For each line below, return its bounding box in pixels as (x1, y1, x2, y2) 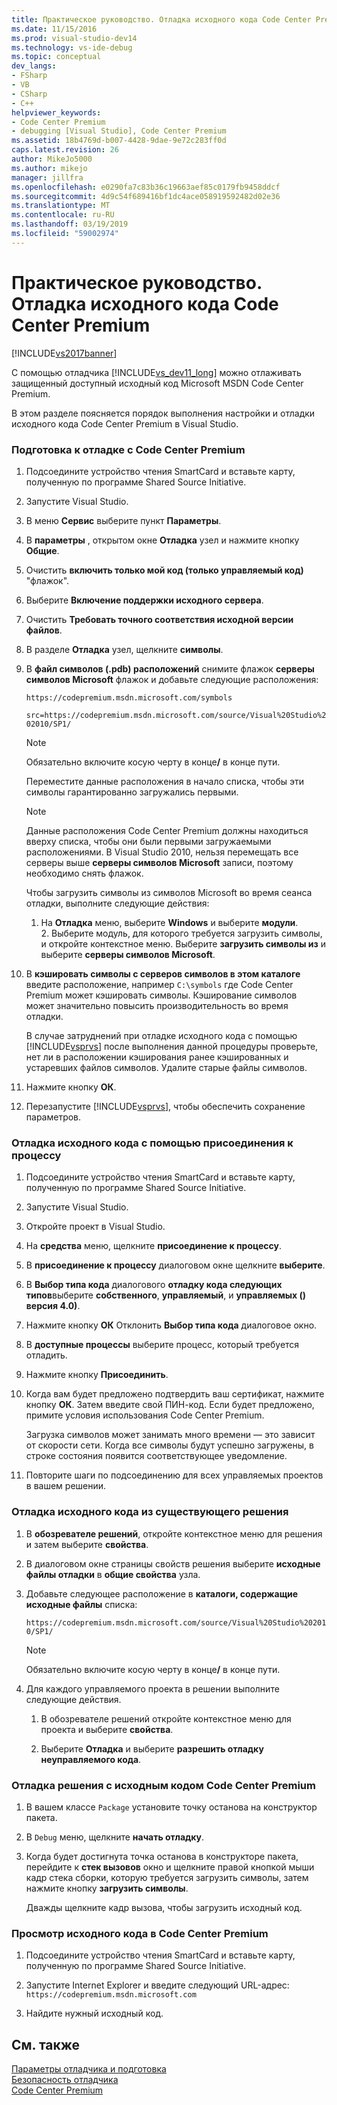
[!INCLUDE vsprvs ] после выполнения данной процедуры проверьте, (25, 1040, 319, 1052)
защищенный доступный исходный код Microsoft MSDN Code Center (11, 377, 304, 389)
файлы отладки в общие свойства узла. (25, 1568, 201, 1580)
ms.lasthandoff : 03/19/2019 (11, 219, 129, 230)
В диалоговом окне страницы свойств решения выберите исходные (25, 1557, 321, 1570)
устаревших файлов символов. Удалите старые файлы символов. (25, 1061, 308, 1073)
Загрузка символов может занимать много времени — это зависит (25, 1429, 316, 1441)
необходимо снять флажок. (25, 867, 144, 879)
